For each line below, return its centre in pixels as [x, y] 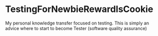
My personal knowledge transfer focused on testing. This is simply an [77, 23]
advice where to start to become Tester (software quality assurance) [76, 28]
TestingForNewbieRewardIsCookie [79, 9]
